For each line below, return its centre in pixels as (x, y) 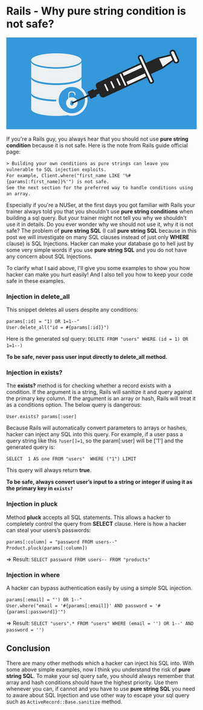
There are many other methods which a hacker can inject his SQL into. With (100, 663)
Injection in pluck (32, 504)
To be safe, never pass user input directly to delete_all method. (87, 357)
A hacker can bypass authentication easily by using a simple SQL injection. (99, 588)
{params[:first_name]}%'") (40, 182)
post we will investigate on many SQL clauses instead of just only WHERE (98, 237)
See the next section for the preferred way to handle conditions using (100, 188)
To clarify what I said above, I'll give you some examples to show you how (98, 268)
